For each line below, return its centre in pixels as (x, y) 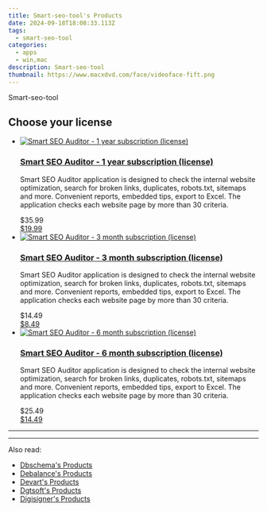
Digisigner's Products (55, 499)
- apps (26, 52)
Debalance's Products (56, 474)
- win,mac (31, 60)
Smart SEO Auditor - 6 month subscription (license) (121, 353)
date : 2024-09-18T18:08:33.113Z (62, 23)
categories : (28, 45)
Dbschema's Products (56, 465)
